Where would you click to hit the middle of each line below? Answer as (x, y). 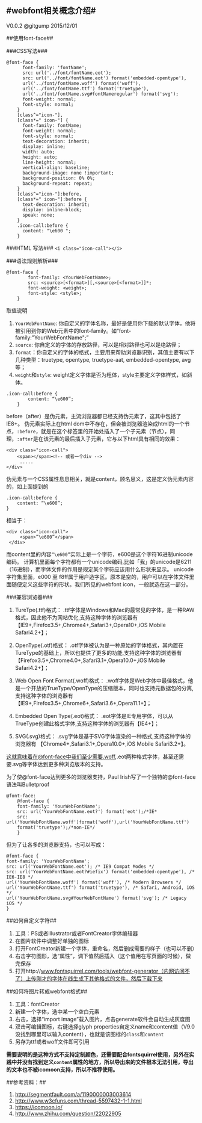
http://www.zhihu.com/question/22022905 (68, 1113)
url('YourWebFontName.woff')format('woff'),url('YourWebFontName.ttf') (98, 822)
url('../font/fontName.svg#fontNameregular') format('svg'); (100, 94)
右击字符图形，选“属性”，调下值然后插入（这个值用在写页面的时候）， (100, 956)
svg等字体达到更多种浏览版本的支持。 (60, 764)
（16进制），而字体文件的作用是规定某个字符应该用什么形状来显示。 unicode (100, 569)
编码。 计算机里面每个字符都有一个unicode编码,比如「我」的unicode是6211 (99, 561)
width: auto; (38, 152)
